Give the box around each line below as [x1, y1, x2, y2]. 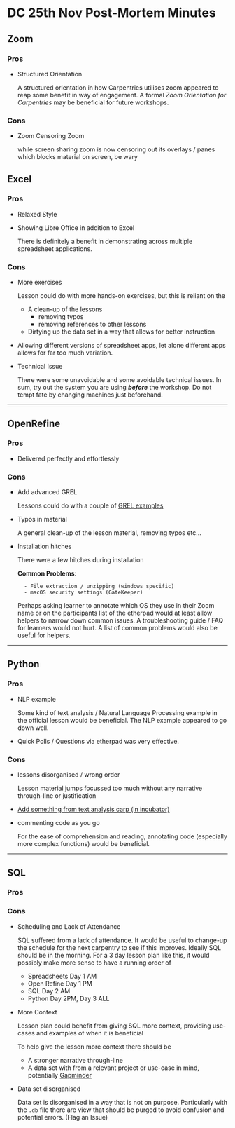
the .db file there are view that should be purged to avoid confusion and [17, 1106, 225, 1114]
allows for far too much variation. [17, 348, 113, 357]
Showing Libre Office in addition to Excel [17, 223, 135, 232]
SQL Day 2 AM [27, 986, 71, 995]
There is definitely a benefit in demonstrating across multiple [17, 237, 193, 245]
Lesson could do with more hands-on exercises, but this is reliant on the [17, 292, 226, 300]
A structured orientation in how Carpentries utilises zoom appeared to [17, 83, 219, 92]
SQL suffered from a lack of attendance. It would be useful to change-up [17, 936, 227, 944]
